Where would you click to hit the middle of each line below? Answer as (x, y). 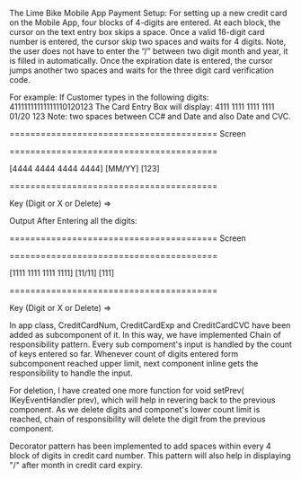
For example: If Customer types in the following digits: (109, 97)
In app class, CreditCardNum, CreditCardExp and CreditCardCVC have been (150, 325)
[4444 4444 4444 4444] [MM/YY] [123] (84, 169)
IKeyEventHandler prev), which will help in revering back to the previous (142, 400)
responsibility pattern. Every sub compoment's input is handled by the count (150, 344)
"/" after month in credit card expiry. (76, 465)
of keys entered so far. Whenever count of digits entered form (124, 354)
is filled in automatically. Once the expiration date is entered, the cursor (141, 61)
